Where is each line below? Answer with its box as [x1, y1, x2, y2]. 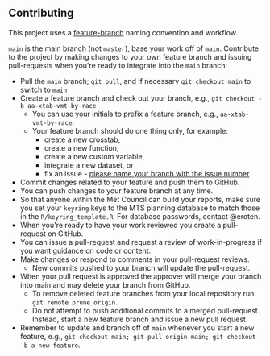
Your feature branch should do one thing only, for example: [31, 126, 228, 135]
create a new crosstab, [44, 135, 121, 144]
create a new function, [44, 143, 119, 152]
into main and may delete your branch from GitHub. [19, 279, 191, 289]
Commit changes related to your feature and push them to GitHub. [19, 177, 240, 187]
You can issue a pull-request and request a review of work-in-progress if [19, 237, 262, 246]
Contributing [8, 6, 74, 20]
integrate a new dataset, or [44, 160, 135, 170]
